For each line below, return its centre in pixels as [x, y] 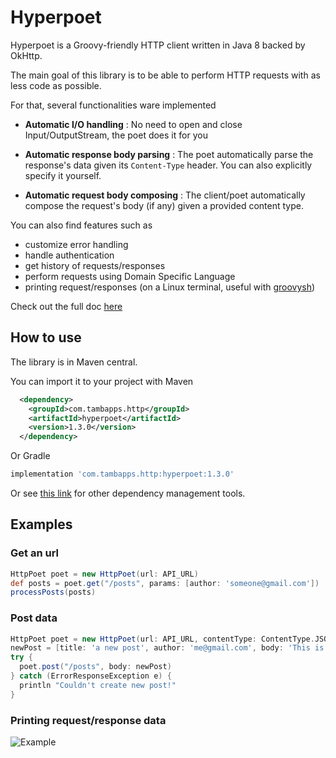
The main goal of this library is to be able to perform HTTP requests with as [165, 75]
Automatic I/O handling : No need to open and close [133, 124]
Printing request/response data [88, 720]
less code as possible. [56, 85]
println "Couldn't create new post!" [98, 685]
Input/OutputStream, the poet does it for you [116, 135]
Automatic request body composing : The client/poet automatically [165, 195]
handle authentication [69, 255]
